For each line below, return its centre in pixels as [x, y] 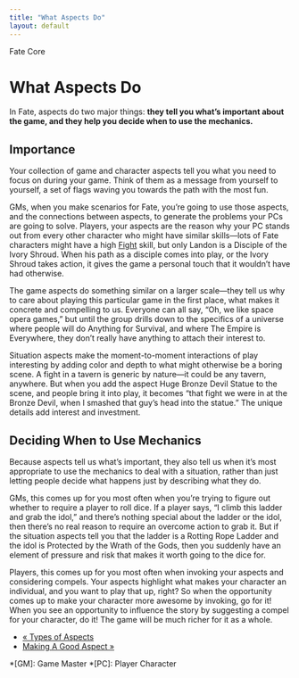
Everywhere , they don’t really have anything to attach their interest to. [137, 338]
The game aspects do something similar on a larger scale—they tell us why [147, 291]
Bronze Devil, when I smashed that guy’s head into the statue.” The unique [146, 403]
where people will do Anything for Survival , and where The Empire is [135, 329]
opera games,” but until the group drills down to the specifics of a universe [146, 319]
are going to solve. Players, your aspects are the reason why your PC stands [149, 226]
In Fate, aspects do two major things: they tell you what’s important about [147, 112]
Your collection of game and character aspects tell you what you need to [143, 171]
